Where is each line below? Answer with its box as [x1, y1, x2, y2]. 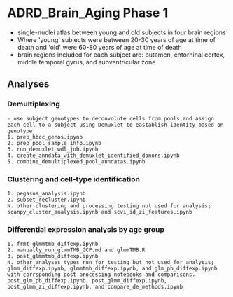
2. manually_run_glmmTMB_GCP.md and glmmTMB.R [7, 247, 146, 254]
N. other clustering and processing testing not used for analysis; [7, 202, 211, 209]
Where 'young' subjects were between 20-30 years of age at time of [17, 35, 216, 43]
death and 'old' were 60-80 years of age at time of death [17, 43, 182, 51]
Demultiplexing [7, 99, 61, 109]
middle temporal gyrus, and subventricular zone [17, 57, 156, 66]
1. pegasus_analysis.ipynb [7, 190, 86, 197]
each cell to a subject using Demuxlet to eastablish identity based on [7, 121, 224, 128]
